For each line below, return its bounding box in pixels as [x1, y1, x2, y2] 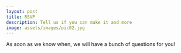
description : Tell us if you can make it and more [6, 19, 132, 25]
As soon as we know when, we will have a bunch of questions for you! [6, 41, 176, 48]
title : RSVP [6, 14, 35, 20]
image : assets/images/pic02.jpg [6, 24, 85, 31]
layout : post [6, 8, 38, 15]
